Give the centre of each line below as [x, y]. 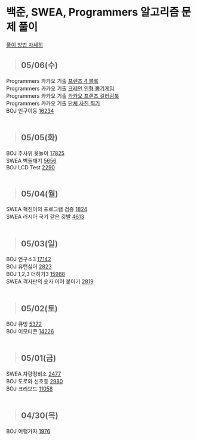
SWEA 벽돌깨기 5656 [31, 160]
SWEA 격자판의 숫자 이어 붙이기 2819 [50, 281]
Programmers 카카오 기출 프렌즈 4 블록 [52, 80]
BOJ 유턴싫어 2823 [29, 267]
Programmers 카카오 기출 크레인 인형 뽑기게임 [60, 88]
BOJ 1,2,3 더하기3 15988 [36, 274]
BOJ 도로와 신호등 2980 [35, 381]
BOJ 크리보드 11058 [30, 389]
